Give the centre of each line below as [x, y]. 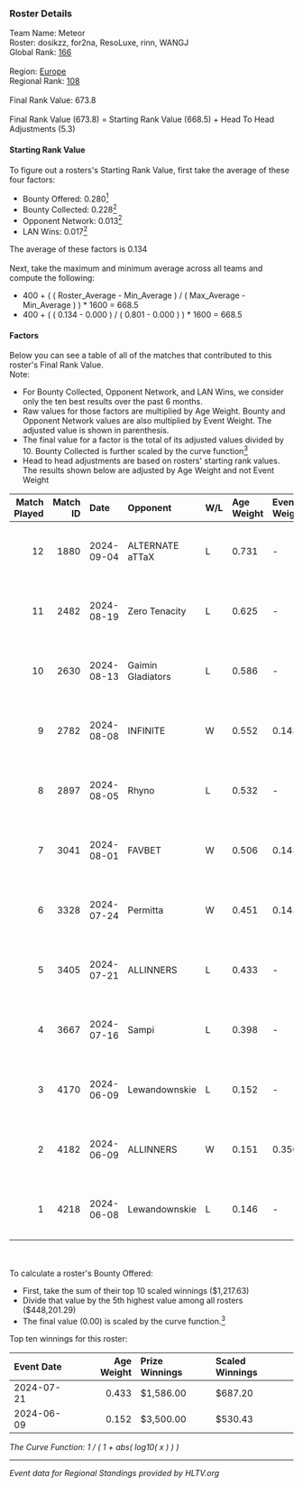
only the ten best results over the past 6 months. [112, 402]
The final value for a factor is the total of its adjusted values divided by [153, 440]
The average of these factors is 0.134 [78, 249]
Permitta [146, 910]
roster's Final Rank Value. [56, 365]
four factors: [32, 180]
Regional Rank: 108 [45, 81]
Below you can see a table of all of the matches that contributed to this [141, 356]
